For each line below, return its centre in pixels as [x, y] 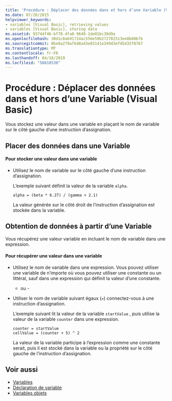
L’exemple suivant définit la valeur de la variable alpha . [70, 186]
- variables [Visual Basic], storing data [51, 29]
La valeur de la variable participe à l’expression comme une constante [86, 342]
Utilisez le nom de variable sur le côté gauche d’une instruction [79, 170]
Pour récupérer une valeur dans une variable [54, 256]
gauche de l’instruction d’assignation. [52, 353]
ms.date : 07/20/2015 [27, 15]
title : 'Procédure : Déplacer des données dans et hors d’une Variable [83, 10]
